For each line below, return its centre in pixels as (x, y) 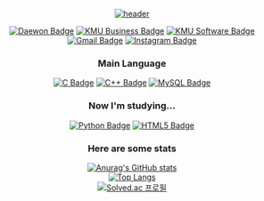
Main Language (132, 63)
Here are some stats (132, 149)
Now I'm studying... (132, 106)
